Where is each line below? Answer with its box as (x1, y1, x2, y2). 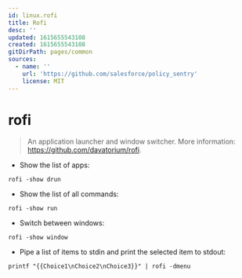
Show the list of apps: (19, 160, 90, 170)
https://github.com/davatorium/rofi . (27, 145, 142, 155)
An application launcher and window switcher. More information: (27, 137, 237, 146)
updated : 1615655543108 (8, 33, 86, 42)
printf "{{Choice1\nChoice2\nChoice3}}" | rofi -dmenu (8, 262, 191, 271)
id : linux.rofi (8, 11, 58, 20)
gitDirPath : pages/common (8, 48, 92, 56)
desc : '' (8, 26, 37, 34)
